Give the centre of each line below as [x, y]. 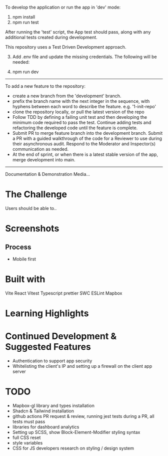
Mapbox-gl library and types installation [53, 405]
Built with [25, 279]
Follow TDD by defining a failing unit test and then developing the [80, 117]
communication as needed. [40, 149]
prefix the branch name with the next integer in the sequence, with [81, 101]
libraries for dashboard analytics [46, 427]
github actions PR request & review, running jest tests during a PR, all [83, 416]
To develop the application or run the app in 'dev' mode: [63, 7]
